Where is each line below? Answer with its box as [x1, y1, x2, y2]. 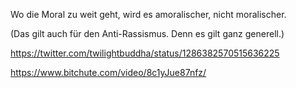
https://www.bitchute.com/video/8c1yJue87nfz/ [10, 67, 207, 78]
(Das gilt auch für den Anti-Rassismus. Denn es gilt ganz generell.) [10, 28, 285, 39]
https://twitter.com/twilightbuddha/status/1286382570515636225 [10, 47, 280, 59]
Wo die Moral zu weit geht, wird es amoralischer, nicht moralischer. [10, 9, 287, 20]
